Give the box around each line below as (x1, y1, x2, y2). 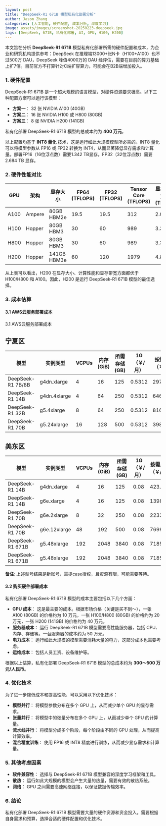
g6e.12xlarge (40, 526, 72, 533)
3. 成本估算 (5, 296, 32, 303)
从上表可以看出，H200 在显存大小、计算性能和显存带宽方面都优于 (5, 270, 139, 275)
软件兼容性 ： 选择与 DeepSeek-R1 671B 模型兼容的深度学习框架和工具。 (12, 771, 159, 777)
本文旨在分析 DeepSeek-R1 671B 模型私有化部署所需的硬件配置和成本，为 (5, 45, 155, 50)
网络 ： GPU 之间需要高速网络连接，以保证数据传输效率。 (12, 784, 128, 790)
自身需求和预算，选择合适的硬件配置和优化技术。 (5, 816, 105, 822)
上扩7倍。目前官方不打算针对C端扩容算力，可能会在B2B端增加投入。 (5, 63, 145, 69)
